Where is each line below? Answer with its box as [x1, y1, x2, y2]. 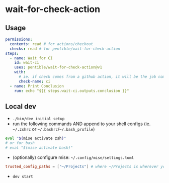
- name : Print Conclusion [10, 83, 64, 88]
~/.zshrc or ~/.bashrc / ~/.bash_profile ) [12, 126, 95, 132]
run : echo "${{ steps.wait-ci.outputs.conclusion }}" [14, 88, 129, 94]
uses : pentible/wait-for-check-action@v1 [14, 65, 102, 70]
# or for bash [5, 141, 35, 146]
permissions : [5, 37, 33, 42]
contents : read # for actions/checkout [10, 41, 94, 46]
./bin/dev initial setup [12, 117, 65, 122]
